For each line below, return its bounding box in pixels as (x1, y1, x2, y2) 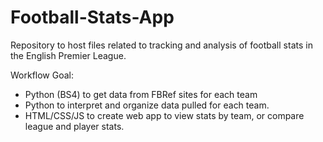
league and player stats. (24, 120, 125, 132)
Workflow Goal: (10, 69, 75, 81)
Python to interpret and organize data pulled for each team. (24, 99, 270, 111)
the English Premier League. (10, 49, 127, 61)
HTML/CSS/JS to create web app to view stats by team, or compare (24, 109, 305, 121)
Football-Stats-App (10, 6, 175, 29)
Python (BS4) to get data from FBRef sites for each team (24, 88, 258, 100)
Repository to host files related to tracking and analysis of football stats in (10, 39, 313, 51)
